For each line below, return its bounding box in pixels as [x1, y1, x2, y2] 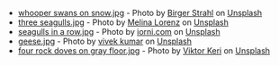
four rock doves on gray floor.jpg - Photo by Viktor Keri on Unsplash [17, 45, 271, 56]
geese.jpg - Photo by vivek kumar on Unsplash [17, 36, 192, 46]
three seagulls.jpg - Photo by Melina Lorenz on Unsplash [17, 17, 229, 28]
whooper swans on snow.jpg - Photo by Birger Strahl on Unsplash [17, 8, 263, 18]
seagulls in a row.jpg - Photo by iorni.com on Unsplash [17, 27, 220, 37]
